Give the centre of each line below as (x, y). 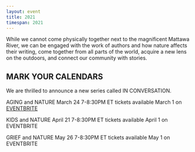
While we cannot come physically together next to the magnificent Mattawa (98, 39)
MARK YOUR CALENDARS (54, 76)
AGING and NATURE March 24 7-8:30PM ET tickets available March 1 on (94, 102)
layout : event (24, 11)
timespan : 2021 (25, 22)
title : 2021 (21, 17)
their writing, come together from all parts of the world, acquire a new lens (96, 52)
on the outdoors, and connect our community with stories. (77, 58)
